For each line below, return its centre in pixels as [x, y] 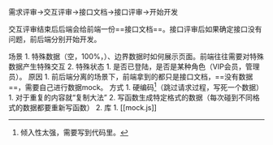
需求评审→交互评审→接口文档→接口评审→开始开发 [93, 12]
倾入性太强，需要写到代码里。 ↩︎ [74, 132]
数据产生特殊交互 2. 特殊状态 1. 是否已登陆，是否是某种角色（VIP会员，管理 [134, 66]
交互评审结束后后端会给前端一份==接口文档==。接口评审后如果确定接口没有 [135, 29]
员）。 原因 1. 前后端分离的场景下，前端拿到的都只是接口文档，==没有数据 [131, 77]
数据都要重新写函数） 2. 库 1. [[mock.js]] [89, 107]
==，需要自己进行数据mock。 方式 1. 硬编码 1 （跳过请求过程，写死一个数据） [136, 86]
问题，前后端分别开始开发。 [55, 39]
